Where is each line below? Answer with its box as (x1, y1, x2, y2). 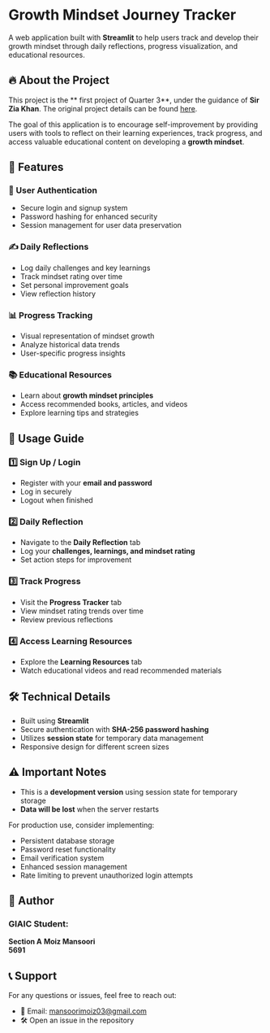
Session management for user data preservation (19, 220, 182, 230)
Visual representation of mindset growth (19, 331, 155, 341)
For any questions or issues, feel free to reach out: (8, 991, 177, 1000)
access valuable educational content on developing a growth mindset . (8, 137, 245, 146)
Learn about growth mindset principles (19, 390, 154, 400)
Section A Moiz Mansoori (8, 937, 96, 947)
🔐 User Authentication (8, 185, 97, 196)
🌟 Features (8, 160, 64, 174)
